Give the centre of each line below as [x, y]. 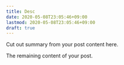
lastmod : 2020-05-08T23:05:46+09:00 [51, 22]
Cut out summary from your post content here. [62, 45]
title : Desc [20, 11]
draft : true [20, 28]
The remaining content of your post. [49, 56]
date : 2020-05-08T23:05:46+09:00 [47, 17]
